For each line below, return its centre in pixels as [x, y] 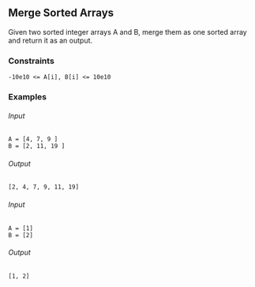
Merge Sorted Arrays [61, 13]
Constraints [32, 61]
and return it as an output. [51, 40]
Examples [28, 97]
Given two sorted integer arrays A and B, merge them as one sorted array [127, 32]
